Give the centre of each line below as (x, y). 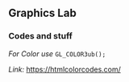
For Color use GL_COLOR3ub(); (57, 53)
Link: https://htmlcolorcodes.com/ (64, 69)
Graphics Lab (42, 13)
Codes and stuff (40, 36)
